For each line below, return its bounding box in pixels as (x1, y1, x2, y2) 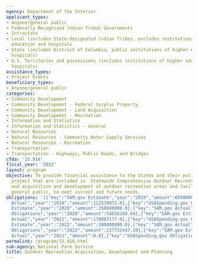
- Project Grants (6, 74, 49, 80)
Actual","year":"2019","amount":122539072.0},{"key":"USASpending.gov (11, 200, 189, 206)
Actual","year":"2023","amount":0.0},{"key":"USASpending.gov (11, 233, 167, 239)
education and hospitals (11, 42, 72, 48)
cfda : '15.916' (6, 156, 44, 162)
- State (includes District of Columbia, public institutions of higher (6, 47, 189, 53)
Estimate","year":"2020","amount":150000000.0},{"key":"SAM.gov (11, 205, 173, 212)
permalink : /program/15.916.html (6, 238, 88, 244)
